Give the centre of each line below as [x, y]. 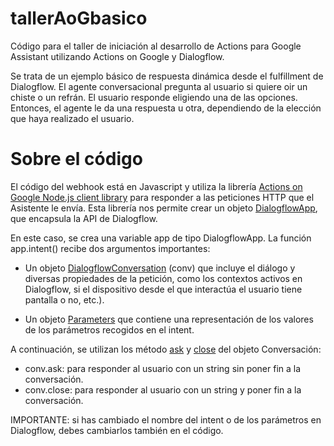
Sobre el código [76, 159]
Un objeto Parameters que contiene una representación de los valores [169, 319]
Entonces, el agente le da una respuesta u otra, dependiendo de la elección [166, 108]
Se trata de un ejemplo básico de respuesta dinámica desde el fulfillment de [167, 76]
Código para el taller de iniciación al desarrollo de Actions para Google [156, 46]
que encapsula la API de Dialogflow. [84, 218]
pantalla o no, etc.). [64, 299]
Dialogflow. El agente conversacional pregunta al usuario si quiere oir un [159, 86]
